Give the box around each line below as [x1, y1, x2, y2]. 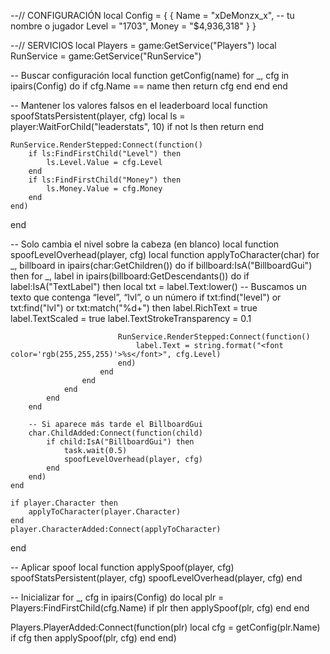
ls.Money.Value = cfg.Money [46, 184, 163, 194]
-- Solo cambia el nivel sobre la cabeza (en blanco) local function [10, 238, 280, 250]
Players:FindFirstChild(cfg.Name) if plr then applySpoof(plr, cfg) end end [10, 602, 310, 614]
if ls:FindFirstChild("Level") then [28, 149, 182, 159]
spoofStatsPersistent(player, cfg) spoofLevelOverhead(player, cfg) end [10, 572, 303, 584]
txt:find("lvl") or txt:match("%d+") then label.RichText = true [10, 302, 258, 314]
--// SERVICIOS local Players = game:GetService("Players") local [10, 40, 277, 51]
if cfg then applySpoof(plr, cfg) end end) [10, 632, 177, 644]
